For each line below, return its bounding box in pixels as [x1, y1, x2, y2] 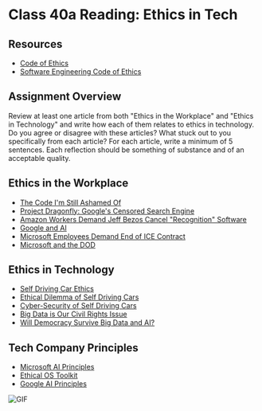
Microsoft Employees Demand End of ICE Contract [19, 231, 186, 241]
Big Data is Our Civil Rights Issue [19, 309, 127, 319]
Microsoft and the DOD [19, 240, 96, 249]
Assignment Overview [8, 90, 122, 104]
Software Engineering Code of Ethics [19, 67, 142, 76]
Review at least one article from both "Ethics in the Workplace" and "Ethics [8, 111, 254, 120]
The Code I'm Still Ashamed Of [19, 198, 122, 207]
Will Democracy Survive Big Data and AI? [19, 318, 155, 327]
